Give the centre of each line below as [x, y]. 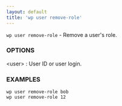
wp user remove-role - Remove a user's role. [62, 35]
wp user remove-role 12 [36, 98]
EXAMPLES [23, 79]
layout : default [27, 12]
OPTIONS [21, 50]
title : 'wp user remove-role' [44, 18]
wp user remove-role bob [37, 92]
